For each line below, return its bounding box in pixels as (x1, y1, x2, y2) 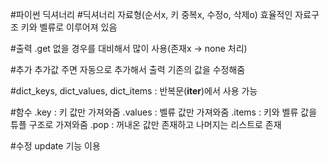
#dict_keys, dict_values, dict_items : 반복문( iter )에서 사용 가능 (10, 85, 258, 97)
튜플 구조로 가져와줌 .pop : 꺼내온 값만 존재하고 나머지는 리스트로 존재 (10, 119, 282, 130)
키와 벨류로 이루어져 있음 (20, 21, 118, 33)
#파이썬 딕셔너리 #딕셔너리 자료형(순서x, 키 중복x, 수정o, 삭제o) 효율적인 (10, 9, 293, 20)
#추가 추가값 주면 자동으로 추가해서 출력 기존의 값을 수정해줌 (10, 64, 246, 75)
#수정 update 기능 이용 (10, 140, 101, 152)
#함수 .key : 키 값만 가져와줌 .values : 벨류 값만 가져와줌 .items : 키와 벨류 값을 (10, 106, 318, 118)
